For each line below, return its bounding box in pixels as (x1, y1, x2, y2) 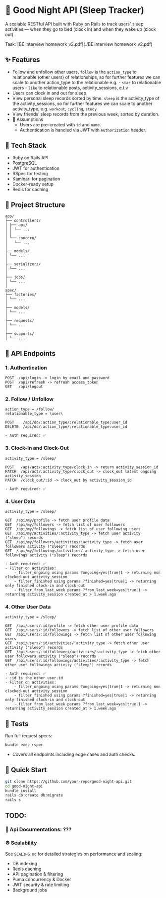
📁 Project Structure (5, 200, 65, 209)
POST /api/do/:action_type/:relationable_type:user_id (5, 420, 127, 425)
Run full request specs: (5, 733, 53, 739)
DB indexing (12, 860, 37, 866)
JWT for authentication (12, 165, 59, 171)
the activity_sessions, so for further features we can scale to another (12, 100, 153, 106)
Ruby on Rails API (12, 154, 49, 161)
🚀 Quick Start (5, 766, 47, 774)
